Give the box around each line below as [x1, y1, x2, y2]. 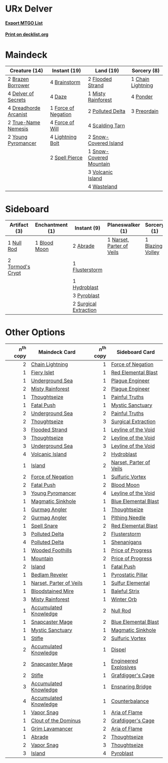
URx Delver [5, 3, 52, 15]
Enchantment [34, 222, 68, 229]
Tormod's [7, 263, 30, 270]
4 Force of [49, 119, 74, 126]
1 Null [7, 239, 21, 246]
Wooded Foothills [30, 546, 72, 553]
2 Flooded [87, 76, 112, 83]
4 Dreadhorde [7, 105, 41, 112]
